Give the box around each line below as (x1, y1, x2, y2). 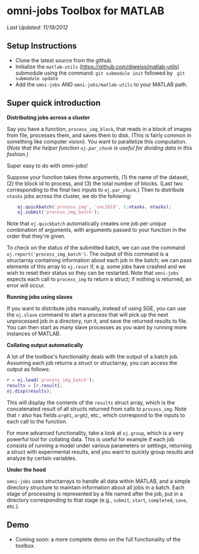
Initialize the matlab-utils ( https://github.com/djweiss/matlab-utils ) (15, 63, 179, 70)
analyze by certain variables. (7, 454, 77, 461)
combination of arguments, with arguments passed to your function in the (7, 227, 187, 234)
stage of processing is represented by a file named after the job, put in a (7, 490, 183, 497)
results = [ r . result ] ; (7, 383, 63, 389)
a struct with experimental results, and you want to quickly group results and (7, 448, 194, 455)
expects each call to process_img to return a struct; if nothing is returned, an (7, 276, 192, 283)
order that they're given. (7, 233, 66, 240)
